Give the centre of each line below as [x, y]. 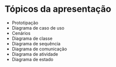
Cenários [21, 33]
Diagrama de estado [32, 59]
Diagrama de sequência [36, 43]
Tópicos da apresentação [58, 9]
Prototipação [25, 23]
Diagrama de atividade [35, 54]
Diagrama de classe [32, 38]
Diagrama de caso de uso [38, 28]
